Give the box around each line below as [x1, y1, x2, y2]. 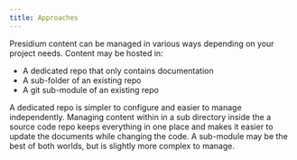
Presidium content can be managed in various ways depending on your [9, 38, 274, 49]
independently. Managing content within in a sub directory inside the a [9, 111, 272, 122]
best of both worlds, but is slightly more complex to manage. [9, 140, 235, 151]
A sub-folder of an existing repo [22, 74, 142, 86]
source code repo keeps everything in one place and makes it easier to [9, 121, 274, 132]
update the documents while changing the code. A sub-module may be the [9, 130, 289, 141]
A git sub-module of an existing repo [22, 84, 160, 95]
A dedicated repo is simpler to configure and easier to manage [9, 101, 242, 113]
